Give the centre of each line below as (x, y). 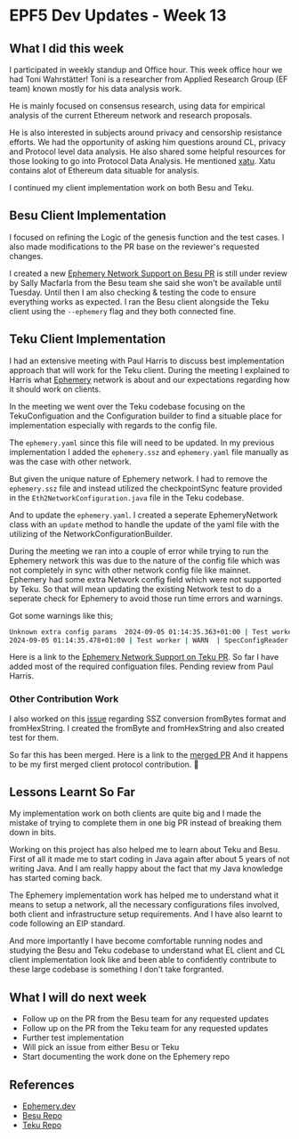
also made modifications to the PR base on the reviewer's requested (134, 247)
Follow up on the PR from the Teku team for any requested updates (145, 1029)
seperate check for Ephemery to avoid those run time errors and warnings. (146, 598)
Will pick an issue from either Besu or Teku (101, 1047)
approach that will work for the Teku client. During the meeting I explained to (149, 370)
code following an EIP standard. (68, 923)
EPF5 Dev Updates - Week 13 (118, 16)
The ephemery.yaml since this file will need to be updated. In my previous (142, 443)
